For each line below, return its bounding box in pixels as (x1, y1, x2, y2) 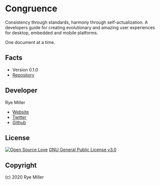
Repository (12, 72, 34, 78)
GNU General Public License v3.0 (49, 147, 117, 153)
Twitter (12, 114, 27, 120)
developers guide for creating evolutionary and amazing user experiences (5, 24, 155, 30)
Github (12, 119, 26, 125)
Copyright (5, 161, 37, 169)
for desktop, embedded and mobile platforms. (5, 30, 98, 36)
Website (12, 109, 30, 115)
